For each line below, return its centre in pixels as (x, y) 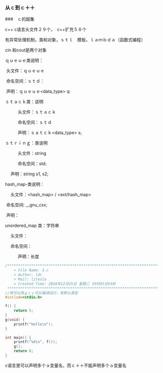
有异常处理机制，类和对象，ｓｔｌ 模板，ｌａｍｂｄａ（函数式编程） (75, 40)
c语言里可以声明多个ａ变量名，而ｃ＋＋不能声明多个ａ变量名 (66, 365)
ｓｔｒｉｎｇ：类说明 (26, 143)
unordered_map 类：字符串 (32, 226)
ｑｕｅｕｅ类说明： (24, 60)
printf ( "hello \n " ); (33, 324)
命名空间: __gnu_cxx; (27, 205)
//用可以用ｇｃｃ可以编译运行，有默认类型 (42, 293)
